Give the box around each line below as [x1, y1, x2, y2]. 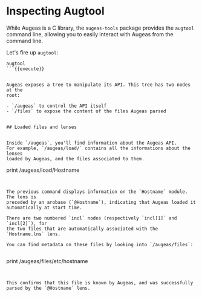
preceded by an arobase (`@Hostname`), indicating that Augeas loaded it [6, 199, 197, 205]
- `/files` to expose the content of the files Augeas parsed [6, 108, 166, 114]
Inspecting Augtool [6, 4, 105, 18]
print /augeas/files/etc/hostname [6, 257, 88, 264]
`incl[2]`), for [6, 220, 47, 226]
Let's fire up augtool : [6, 48, 59, 56]
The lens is [6, 194, 36, 200]
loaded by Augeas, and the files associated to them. [6, 155, 145, 162]
